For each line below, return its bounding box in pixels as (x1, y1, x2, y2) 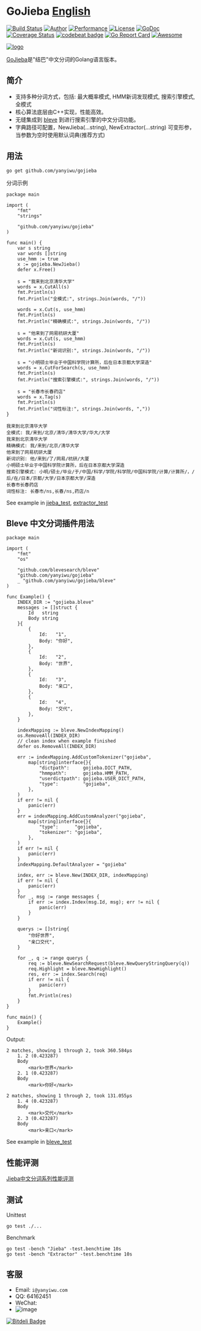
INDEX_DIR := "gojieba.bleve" (17, 600, 95, 606)
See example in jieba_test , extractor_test (6, 499, 108, 506)
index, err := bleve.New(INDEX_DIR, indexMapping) (17, 873, 149, 879)
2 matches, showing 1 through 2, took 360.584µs (6, 1047, 133, 1054)
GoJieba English (6, 4, 91, 18)
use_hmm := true (17, 256, 59, 262)
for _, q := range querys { (17, 955, 89, 962)
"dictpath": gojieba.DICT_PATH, (38, 765, 133, 771)
